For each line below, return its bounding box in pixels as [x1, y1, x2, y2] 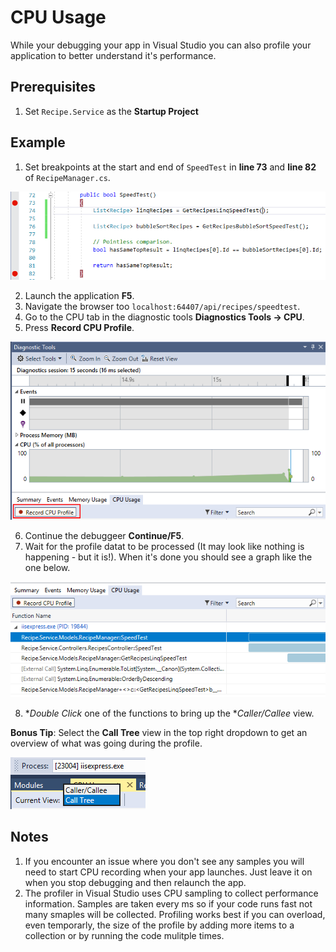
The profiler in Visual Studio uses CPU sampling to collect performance [24, 887, 319, 899]
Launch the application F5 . [24, 290, 135, 302]
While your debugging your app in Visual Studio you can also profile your [10, 39, 312, 51]
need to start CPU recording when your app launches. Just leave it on [24, 866, 313, 878]
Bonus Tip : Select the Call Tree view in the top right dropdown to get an [10, 726, 308, 738]
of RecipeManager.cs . [24, 171, 111, 183]
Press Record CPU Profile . [24, 322, 135, 334]
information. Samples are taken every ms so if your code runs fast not [24, 897, 313, 910]
